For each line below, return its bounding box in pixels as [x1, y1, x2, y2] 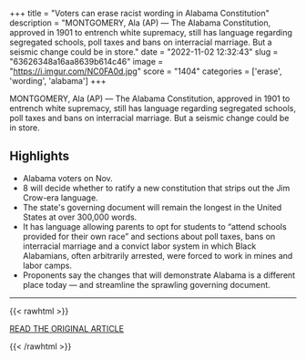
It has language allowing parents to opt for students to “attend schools [22, 221, 287, 231]
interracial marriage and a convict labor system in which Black [22, 241, 257, 252]
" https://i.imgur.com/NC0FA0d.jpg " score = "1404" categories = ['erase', [9, 66, 282, 77]
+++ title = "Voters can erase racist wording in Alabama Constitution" [9, 8, 270, 18]
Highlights [9, 149, 70, 164]
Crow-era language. [22, 191, 98, 203]
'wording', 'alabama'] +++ [9, 76, 107, 86]
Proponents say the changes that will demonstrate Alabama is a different [22, 269, 296, 281]
